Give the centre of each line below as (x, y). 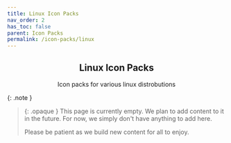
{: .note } (20, 97)
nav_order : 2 (26, 20)
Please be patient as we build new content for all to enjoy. (106, 132)
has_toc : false (29, 26)
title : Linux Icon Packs (43, 14)
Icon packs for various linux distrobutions (117, 84)
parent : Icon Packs (35, 33)
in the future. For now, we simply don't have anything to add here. (118, 118)
